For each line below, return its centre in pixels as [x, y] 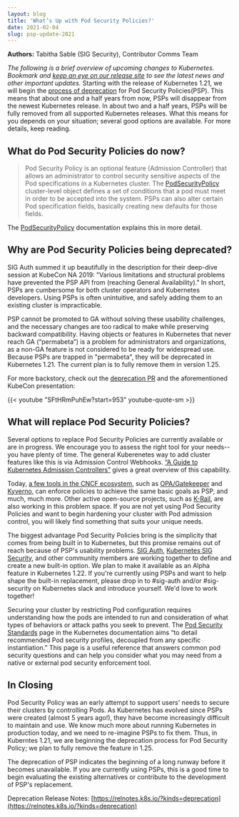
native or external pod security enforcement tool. [80, 663]
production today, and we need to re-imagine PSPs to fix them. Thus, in [112, 733]
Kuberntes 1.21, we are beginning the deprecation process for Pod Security [118, 740]
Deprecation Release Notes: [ [51, 798]
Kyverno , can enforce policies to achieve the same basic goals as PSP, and [118, 491]
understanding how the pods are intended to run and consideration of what [118, 617]
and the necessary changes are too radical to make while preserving [108, 326]
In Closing [30, 685]
